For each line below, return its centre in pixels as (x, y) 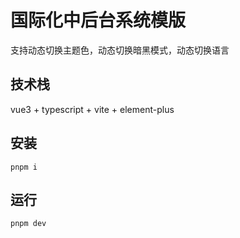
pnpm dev (28, 224)
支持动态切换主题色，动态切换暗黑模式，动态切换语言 (120, 50)
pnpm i (24, 167)
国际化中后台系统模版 (98, 20)
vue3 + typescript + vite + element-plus (92, 109)
